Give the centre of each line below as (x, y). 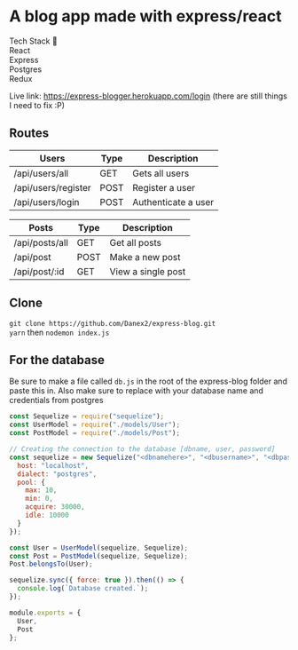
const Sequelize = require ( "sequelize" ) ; (87, 416)
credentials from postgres (56, 400)
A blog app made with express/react (145, 16)
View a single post (148, 271)
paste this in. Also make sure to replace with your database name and (137, 391)
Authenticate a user (173, 202)
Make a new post (145, 257)
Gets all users (161, 173)
